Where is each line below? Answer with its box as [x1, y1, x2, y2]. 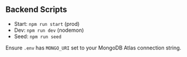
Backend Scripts [5, 5, 67, 15]
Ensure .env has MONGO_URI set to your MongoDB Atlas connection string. [5, 44, 182, 51]
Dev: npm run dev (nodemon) [14, 26, 84, 33]
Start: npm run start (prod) [14, 20, 80, 27]
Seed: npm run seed [14, 32, 62, 40]
